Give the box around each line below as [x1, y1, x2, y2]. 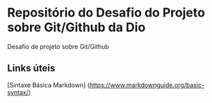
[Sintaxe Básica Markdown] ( [7, 81, 90, 89]
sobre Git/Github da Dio [7, 19, 146, 35]
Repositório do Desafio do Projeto [7, 5, 205, 21]
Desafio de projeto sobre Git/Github [7, 42, 109, 50]
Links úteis [7, 62, 56, 74]
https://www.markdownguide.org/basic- [89, 81, 205, 89]
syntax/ [7, 88, 29, 96]
